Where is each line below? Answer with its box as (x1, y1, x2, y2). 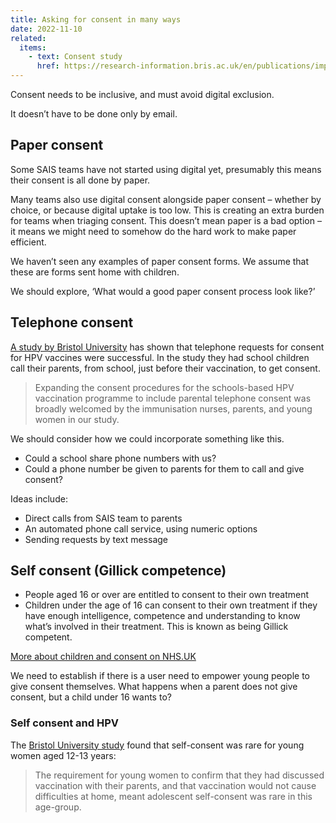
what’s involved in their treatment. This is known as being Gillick (24, 621, 289, 633)
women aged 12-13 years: (10, 749, 117, 761)
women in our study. (34, 413, 120, 425)
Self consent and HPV (10, 716, 119, 730)
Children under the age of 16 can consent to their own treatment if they (24, 599, 318, 611)
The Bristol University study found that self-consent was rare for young (10, 739, 305, 751)
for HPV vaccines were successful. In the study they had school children (10, 351, 310, 363)
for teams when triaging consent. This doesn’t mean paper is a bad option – (10, 214, 322, 226)
